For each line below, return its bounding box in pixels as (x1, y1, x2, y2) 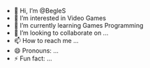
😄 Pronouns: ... (13, 46, 59, 55)
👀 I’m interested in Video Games (13, 14, 107, 22)
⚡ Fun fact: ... (13, 54, 52, 62)
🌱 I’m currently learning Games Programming (13, 22, 144, 29)
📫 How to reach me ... (13, 37, 79, 44)
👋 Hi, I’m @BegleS (13, 7, 66, 15)
